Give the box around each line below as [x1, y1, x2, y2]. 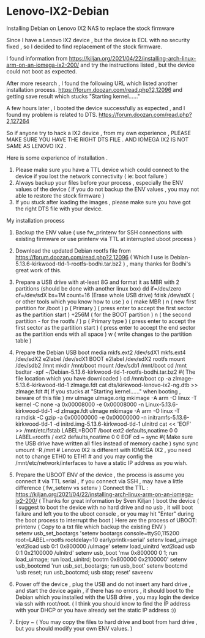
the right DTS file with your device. [15, 205, 103, 212]
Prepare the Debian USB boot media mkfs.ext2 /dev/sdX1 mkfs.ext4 [15, 349, 186, 356]
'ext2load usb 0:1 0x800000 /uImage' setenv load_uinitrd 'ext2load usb [15, 543, 195, 550]
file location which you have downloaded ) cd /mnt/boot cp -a [15, 374, 171, 382]
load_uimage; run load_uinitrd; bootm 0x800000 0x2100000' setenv [15, 555, 187, 563]
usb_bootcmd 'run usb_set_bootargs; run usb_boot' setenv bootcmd [15, 562, 188, 569]
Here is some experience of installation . [6, 154, 108, 161]
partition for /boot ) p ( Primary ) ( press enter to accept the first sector [15, 304, 194, 311]
